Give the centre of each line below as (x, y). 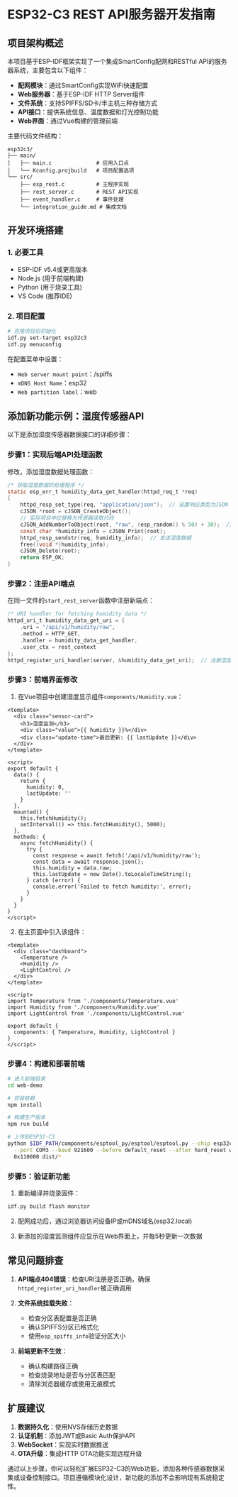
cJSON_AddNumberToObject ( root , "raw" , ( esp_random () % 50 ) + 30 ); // (126, 525)
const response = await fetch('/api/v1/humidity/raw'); (117, 855)
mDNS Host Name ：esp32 (52, 383)
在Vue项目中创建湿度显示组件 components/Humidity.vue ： (100, 696)
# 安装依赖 (21, 1098)
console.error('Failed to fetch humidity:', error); (112, 887)
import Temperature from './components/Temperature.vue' (93, 1001)
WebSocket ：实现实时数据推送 (63, 1444)
